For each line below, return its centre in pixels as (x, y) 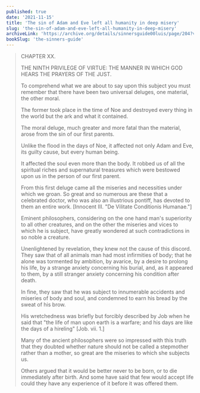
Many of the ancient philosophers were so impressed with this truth (103, 340)
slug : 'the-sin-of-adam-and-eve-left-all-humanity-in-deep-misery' (92, 28)
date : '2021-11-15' (30, 17)
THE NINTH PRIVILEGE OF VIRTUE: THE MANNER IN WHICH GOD (101, 68)
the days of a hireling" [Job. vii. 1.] (62, 329)
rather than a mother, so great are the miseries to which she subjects (105, 353)
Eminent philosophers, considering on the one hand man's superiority (106, 218)
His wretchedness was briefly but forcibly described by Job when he (105, 316)
